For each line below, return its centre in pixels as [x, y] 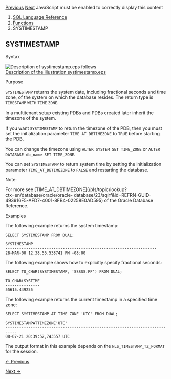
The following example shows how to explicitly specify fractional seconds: [84, 262]
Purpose [14, 82]
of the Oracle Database [129, 200]
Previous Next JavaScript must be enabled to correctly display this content [84, 7]
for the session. [22, 351]
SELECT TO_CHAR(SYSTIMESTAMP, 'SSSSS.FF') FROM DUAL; [64, 272]
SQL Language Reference [40, 17]
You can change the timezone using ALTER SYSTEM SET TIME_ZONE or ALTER [83, 149]
